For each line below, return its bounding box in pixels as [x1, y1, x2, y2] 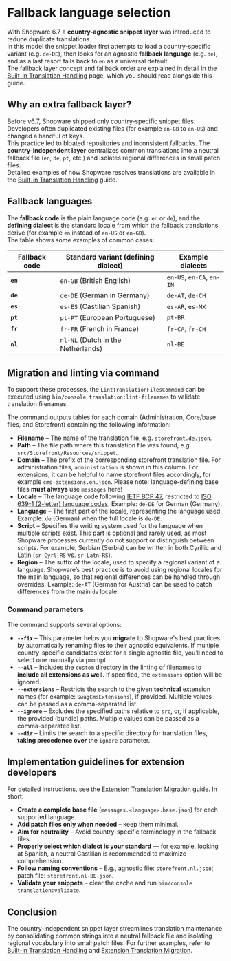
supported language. [16, 813, 77, 821]
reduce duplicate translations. [7, 34, 91, 43]
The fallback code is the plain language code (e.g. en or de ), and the [7, 213, 201, 222]
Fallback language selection [7, 5, 171, 21]
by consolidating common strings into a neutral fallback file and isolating [7, 931, 212, 940]
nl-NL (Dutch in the [60, 335, 122, 345]
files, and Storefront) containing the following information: [7, 421, 171, 429]
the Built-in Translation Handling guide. [7, 176, 118, 184]
